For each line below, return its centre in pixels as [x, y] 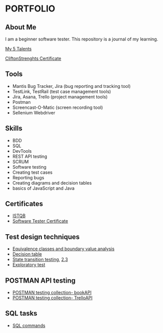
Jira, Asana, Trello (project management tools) [60, 97]
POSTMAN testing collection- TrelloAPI [52, 298]
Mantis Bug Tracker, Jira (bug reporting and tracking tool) [72, 86]
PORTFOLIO [30, 9]
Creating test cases [32, 172]
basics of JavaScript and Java [43, 188]
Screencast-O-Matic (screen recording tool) [58, 107]
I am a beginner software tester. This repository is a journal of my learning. [82, 39]
